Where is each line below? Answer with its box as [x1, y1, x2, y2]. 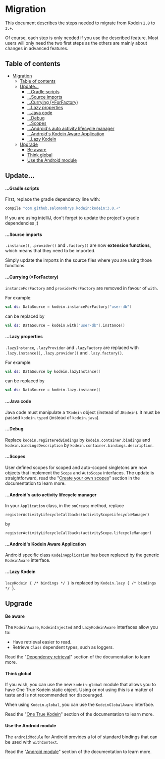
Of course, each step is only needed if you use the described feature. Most [5, 35, 159, 41]
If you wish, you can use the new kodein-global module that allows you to [5, 682, 156, 688]
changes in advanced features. [5, 45, 68, 51]
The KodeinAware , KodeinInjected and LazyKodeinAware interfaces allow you [5, 624, 158, 630]
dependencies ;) [5, 220, 39, 226]
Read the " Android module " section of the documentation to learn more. [5, 749, 152, 755]
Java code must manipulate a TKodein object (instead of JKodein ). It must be [5, 409, 160, 415]
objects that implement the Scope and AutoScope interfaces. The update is [5, 469, 155, 475]
